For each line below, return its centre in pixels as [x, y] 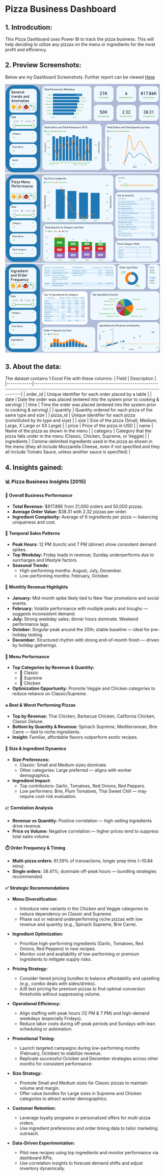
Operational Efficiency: [36, 1004]
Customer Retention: [34, 1108]
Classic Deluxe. [28, 721]
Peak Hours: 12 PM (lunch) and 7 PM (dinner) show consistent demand [84, 544]
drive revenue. [27, 826]
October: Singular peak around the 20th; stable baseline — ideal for [81, 630]
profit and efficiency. [26, 50]
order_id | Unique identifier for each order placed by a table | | [89, 394]
